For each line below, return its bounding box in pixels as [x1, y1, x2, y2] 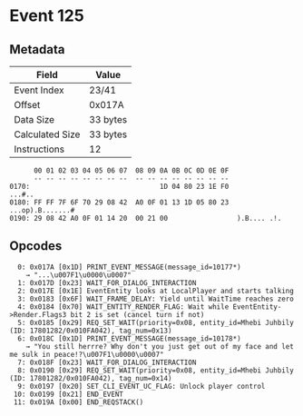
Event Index [14, 84, 64, 96]
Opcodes [9, 238, 63, 254]
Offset [14, 99, 41, 111]
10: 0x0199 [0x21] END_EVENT [13, 390, 124, 399]
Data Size [14, 114, 55, 125]
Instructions [14, 143, 65, 155]
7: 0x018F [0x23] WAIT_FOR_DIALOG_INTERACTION [17, 358, 197, 367]
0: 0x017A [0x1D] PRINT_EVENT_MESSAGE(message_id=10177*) [17, 262, 242, 272]
